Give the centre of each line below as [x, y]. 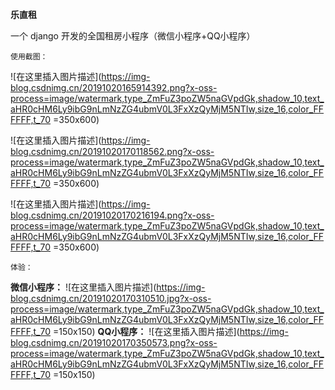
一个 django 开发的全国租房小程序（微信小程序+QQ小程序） [133, 36]
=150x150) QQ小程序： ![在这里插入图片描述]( [146, 331]
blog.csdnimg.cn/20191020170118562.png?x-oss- [112, 151]
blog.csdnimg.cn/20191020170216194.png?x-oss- [112, 215]
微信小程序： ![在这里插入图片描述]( [83, 287]
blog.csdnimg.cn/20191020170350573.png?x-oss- [114, 342]
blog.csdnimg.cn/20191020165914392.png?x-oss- [114, 87]
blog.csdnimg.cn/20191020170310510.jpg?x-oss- [111, 298]
